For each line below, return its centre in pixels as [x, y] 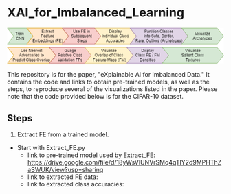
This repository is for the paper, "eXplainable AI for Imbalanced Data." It [108, 75]
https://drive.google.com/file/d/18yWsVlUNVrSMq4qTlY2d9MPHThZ [124, 162]
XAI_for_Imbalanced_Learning [96, 13]
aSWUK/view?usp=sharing [65, 170]
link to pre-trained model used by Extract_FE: [91, 155]
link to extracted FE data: [63, 177]
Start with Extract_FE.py [51, 148]
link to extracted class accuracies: [76, 184]
